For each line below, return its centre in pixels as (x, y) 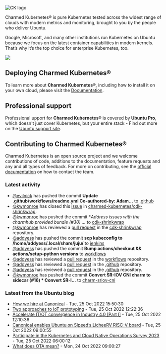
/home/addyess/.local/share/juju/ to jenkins (58, 243)
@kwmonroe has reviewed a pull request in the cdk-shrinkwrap (77, 227)
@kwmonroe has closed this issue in (50, 206)
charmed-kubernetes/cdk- (115, 206)
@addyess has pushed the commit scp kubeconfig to (67, 238)
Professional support (38, 106)
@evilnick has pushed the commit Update (55, 195)
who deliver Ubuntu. (26, 28)
